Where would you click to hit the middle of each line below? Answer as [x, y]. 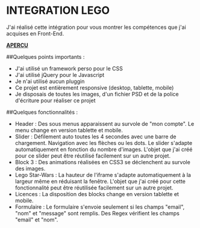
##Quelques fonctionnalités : [42, 112]
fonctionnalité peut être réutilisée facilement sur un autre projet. [94, 188]
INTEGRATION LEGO [58, 11]
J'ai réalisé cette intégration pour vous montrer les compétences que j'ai [96, 27]
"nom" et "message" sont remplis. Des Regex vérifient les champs [97, 213]
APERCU [17, 45]
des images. [30, 168]
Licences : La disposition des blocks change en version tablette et [97, 194]
